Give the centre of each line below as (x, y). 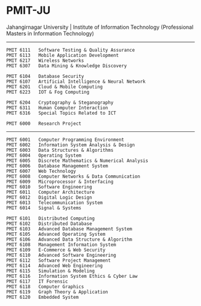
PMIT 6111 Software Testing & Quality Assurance (71, 50)
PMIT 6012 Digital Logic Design (49, 197)
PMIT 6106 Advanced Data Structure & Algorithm (69, 239)
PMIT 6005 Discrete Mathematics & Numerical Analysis (77, 160)
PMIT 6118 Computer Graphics (45, 286)
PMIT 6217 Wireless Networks (45, 61)
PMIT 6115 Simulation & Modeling (51, 271)
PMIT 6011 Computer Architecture (51, 192)
